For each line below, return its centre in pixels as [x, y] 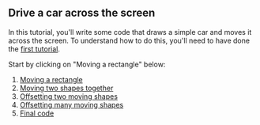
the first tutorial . [34, 49]
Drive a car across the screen [82, 13]
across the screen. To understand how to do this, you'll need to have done [129, 40]
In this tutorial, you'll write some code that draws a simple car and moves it [130, 32]
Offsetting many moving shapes [72, 104]
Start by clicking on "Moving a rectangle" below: [87, 64]
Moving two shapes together [66, 88]
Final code [37, 113]
